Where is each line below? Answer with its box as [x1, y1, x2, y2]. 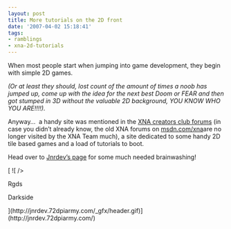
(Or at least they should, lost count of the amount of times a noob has [8, 82, 207, 90]
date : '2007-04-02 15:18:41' [8, 23, 92, 30]
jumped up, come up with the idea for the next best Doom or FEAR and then [8, 89, 224, 98]
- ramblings [8, 36, 42, 43]
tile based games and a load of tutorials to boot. [8, 140, 145, 147]
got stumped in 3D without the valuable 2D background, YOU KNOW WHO [8, 97, 221, 104]
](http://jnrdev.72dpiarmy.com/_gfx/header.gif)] [8, 207, 143, 214]
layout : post [8, 10, 46, 17]
